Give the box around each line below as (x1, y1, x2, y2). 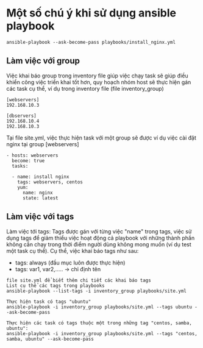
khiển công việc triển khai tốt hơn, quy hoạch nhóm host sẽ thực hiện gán (6, 78, 191, 85)
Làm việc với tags (6, 211, 74, 222)
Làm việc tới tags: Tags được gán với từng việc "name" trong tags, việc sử (6, 227, 192, 235)
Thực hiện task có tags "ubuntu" (6, 299, 91, 305)
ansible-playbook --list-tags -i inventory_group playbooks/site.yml (6, 288, 187, 294)
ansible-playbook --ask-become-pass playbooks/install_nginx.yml (6, 39, 176, 45)
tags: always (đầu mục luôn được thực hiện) (15, 259, 126, 266)
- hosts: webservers (6, 152, 59, 158)
